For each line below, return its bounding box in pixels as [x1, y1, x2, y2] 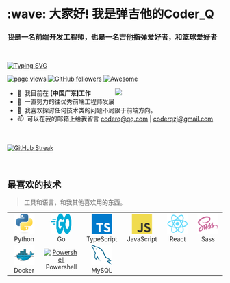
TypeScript [86, 235, 118, 243]
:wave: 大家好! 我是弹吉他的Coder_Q [7, 6, 214, 22]
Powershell [45, 262, 77, 271]
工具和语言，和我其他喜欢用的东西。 [23, 198, 127, 206]
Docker [13, 267, 35, 275]
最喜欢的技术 [7, 179, 62, 190]
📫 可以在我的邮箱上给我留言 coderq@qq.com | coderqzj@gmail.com [16, 114, 214, 123]
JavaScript [127, 235, 157, 243]
